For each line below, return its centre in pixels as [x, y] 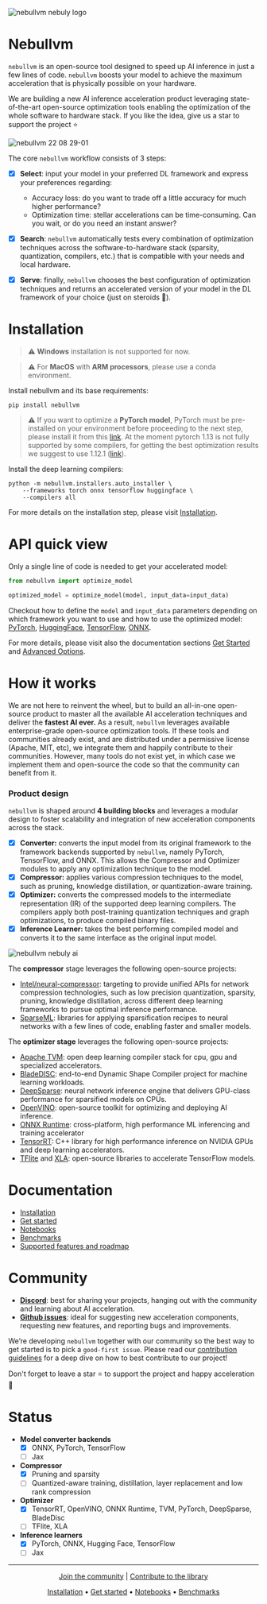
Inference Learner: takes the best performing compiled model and [129, 929]
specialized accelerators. [61, 1065]
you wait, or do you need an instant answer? [104, 223]
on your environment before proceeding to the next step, [150, 428]
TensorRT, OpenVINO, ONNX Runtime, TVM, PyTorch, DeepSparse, [141, 1509]
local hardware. [45, 265]
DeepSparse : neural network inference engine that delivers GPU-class [135, 1091]
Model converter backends [65, 1440]
